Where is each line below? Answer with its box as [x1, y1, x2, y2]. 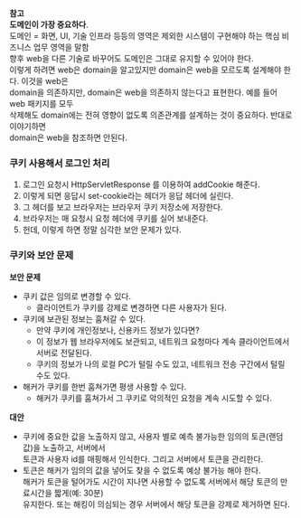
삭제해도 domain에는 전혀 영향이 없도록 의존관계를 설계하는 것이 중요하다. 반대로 [9, 109, 293, 120]
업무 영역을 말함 [33, 42, 89, 52]
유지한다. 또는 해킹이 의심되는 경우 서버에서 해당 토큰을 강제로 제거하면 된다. [22, 498, 291, 509]
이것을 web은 [21, 76, 70, 86]
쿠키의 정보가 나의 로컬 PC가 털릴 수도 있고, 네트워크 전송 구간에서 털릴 [35, 358, 286, 369]
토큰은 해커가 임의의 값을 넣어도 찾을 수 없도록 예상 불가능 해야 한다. [22, 465, 261, 476]
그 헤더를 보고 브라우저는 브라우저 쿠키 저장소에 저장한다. [22, 202, 223, 212]
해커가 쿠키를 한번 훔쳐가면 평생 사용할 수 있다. [22, 381, 187, 391]
